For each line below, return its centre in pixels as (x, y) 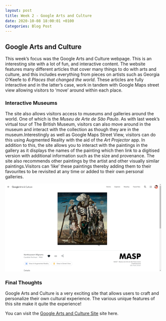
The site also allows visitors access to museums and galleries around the (80, 114)
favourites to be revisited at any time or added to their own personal (74, 172)
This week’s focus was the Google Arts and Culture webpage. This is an (79, 59)
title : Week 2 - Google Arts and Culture (49, 16)
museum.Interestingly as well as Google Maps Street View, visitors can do (81, 135)
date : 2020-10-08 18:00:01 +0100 (40, 21)
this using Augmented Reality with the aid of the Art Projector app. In (75, 140)
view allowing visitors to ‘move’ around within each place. (64, 90)
